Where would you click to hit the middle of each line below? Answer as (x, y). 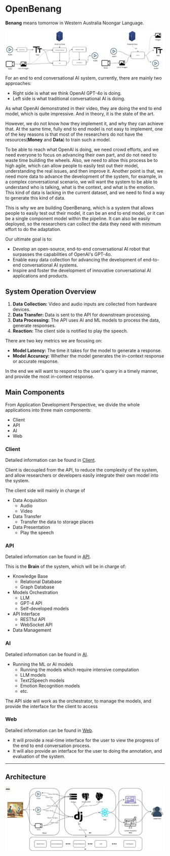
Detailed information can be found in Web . (49, 730)
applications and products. (40, 276)
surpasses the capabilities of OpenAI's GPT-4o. (62, 254)
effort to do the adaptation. (33, 229)
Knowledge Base (30, 576)
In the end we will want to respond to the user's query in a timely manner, (82, 371)
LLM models (33, 675)
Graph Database (37, 587)
